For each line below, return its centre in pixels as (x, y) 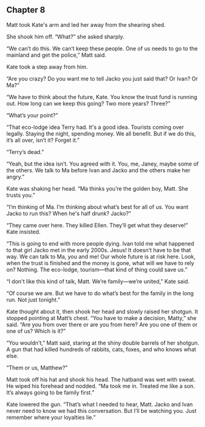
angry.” (15, 177)
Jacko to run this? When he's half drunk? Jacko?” (69, 213)
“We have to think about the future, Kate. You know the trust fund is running (102, 97)
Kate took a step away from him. (47, 67)
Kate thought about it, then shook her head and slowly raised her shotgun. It (102, 312)
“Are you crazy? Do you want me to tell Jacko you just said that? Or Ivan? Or (102, 78)
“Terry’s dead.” (25, 151)
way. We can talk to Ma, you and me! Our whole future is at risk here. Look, (101, 257)
